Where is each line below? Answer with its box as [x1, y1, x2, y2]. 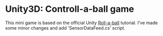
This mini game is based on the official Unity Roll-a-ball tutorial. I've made [5, 20, 158, 26]
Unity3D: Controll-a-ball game [5, 3, 134, 15]
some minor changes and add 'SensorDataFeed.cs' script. [5, 25, 125, 31]
